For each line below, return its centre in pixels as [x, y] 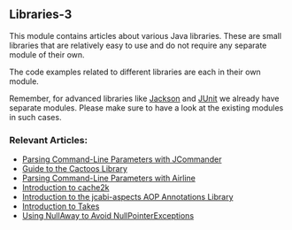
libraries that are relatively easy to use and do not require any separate [138, 45]
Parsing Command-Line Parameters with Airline [109, 178]
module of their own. [47, 54]
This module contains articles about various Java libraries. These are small [145, 35]
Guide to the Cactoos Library [75, 169]
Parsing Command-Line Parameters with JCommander [122, 159]
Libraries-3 [41, 15]
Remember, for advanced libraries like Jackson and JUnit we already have [144, 98]
